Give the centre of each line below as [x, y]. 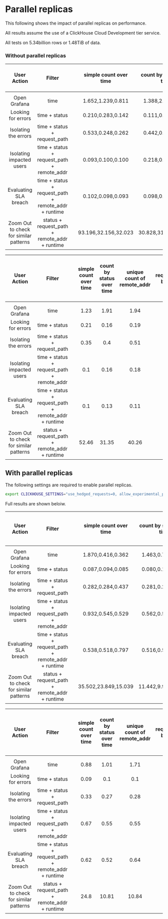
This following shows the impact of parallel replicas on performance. [76, 23]
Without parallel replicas [36, 55]
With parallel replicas [39, 473]
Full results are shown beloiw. [35, 503]
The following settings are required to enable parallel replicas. [69, 485]
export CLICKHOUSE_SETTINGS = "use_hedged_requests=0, [61, 494]
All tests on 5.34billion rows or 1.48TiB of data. [53, 42]
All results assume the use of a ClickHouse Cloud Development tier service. [83, 33]
